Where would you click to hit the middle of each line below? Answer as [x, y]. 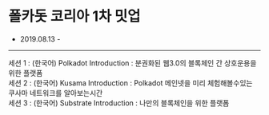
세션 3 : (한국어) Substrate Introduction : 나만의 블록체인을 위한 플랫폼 [119, 103]
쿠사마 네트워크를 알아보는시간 [56, 93]
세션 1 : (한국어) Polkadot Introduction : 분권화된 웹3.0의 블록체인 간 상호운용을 [132, 63]
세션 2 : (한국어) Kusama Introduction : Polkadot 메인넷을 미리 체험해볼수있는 [130, 83]
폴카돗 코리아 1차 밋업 [74, 16]
